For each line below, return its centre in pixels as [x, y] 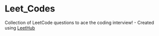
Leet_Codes [30, 9]
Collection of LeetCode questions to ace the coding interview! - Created [79, 22]
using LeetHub [20, 27]
